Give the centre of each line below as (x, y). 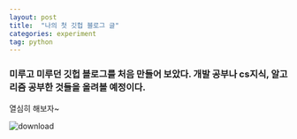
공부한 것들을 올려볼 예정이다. (87, 87)
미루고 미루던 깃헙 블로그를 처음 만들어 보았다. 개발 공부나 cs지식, (139, 74)
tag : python (31, 42)
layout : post (33, 17)
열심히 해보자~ (34, 108)
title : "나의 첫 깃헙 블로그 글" (64, 26)
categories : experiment (53, 33)
